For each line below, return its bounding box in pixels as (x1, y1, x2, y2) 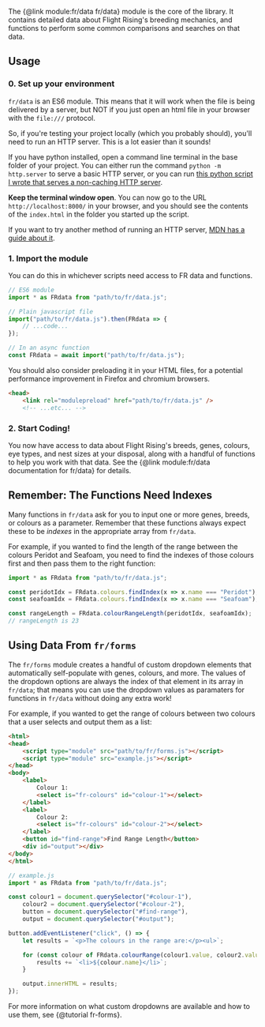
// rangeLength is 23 (8, 617, 80, 625)
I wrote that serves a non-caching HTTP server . (8, 177, 163, 186)
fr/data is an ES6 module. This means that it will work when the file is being (8, 96, 256, 106)
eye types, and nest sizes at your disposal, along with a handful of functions (8, 449, 256, 458)
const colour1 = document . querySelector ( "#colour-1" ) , (8, 893, 192, 901)
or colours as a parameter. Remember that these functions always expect (8, 517, 247, 528)
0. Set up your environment (8, 78, 115, 89)
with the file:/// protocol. (8, 113, 96, 122)
